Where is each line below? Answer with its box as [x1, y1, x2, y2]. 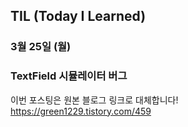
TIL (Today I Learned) [10, 8, 147, 25]
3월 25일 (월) [10, 40, 72, 54]
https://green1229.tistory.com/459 [10, 105, 152, 117]
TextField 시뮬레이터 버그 [10, 69, 128, 83]
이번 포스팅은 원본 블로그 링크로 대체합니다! [10, 94, 179, 106]
